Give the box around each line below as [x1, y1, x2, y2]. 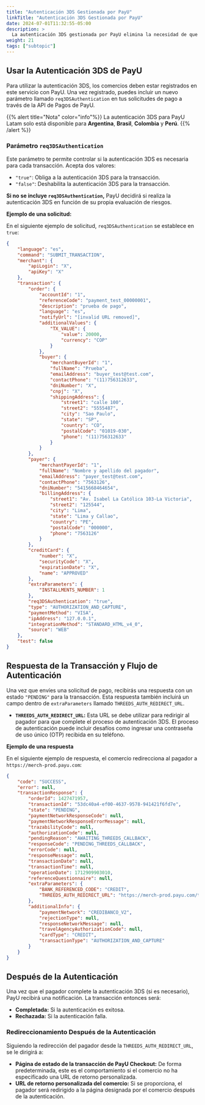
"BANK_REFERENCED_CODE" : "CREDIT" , [38, 887, 130, 893]
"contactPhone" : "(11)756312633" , [49, 376, 138, 383]
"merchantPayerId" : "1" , [38, 462, 103, 468]
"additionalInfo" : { [28, 903, 81, 909]
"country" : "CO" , [60, 422, 105, 428]
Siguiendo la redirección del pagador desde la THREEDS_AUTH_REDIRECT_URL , [6, 1041, 193, 1049]
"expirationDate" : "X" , [38, 564, 99, 570]
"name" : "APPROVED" [38, 570, 88, 576]
